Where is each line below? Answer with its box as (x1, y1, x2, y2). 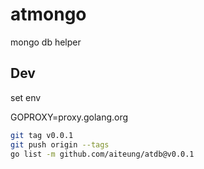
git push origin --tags (10, 139, 110, 150)
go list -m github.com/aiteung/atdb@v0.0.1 (10, 149, 195, 159)
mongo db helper (10, 36, 82, 48)
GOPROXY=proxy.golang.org (10, 111, 129, 123)
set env (10, 91, 42, 103)
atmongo (10, 3, 87, 26)
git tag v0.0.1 (10, 130, 74, 140)
